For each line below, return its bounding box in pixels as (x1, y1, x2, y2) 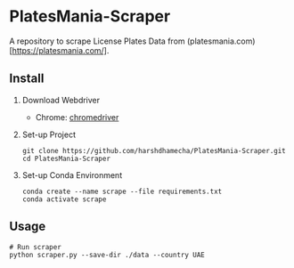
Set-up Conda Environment (21, 169, 123, 180)
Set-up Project (21, 129, 76, 140)
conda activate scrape (21, 194, 107, 204)
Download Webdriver (21, 94, 101, 105)
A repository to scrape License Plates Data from (9, 36, 185, 46)
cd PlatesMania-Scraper (21, 154, 111, 163)
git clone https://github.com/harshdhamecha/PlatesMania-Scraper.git (21, 146, 287, 155)
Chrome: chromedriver (35, 111, 119, 122)
